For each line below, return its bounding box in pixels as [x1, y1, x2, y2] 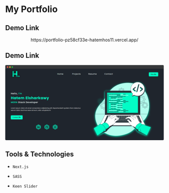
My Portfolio [5, 4, 58, 15]
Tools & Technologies [5, 150, 74, 159]
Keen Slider [12, 183, 38, 189]
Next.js [12, 164, 29, 169]
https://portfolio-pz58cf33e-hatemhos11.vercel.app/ [30, 37, 139, 43]
